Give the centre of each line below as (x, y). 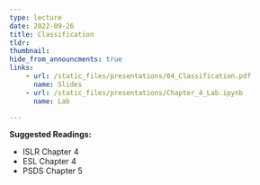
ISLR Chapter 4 (50, 152)
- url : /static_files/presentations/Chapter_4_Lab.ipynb (134, 92)
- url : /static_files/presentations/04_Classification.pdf (139, 76)
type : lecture (36, 18)
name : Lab (51, 101)
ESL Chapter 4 (49, 162)
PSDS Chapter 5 (52, 171)
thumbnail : (30, 51)
